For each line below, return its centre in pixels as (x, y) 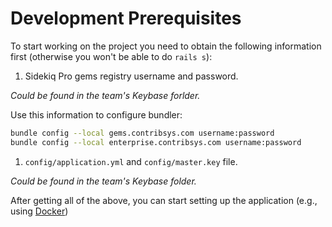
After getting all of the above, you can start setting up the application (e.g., (164, 200)
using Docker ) (39, 211)
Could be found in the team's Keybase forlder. (105, 95)
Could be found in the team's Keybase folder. (103, 181)
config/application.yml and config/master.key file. (131, 161)
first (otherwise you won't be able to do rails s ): (111, 56)
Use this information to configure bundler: (96, 114)
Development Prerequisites (126, 18)
